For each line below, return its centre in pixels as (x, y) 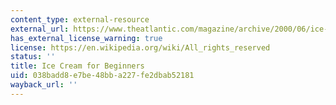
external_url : (40, 29)
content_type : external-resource (80, 19)
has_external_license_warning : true (86, 38)
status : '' (33, 57)
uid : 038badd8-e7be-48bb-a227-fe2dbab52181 (102, 76)
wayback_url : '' (44, 85)
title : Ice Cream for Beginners (77, 66)
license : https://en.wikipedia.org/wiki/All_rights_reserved (140, 47)
